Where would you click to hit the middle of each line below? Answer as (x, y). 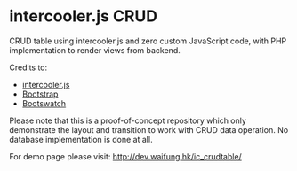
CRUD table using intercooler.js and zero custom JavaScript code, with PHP (148, 41)
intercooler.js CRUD (84, 16)
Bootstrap (40, 94)
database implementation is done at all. (81, 139)
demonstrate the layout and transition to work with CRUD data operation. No (149, 129)
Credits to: (28, 67)
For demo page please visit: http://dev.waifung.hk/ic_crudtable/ (125, 156)
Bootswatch (44, 103)
